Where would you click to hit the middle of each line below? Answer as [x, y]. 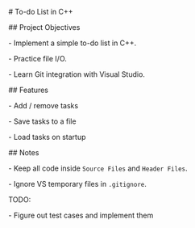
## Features [28, 90]
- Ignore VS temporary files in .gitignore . [78, 184]
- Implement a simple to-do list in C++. [73, 43]
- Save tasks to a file [42, 121]
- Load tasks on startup [47, 137]
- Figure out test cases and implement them [81, 215]
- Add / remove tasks [44, 106]
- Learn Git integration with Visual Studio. [77, 74]
